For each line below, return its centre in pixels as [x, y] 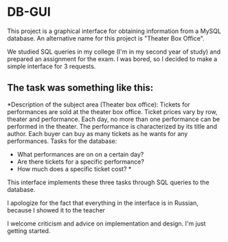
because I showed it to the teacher [56, 210]
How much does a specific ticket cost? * [74, 168]
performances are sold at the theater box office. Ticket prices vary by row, [112, 111]
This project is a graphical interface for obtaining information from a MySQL [114, 31]
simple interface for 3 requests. [52, 66]
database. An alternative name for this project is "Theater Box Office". [106, 38]
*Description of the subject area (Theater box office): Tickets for [99, 104]
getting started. [29, 230]
